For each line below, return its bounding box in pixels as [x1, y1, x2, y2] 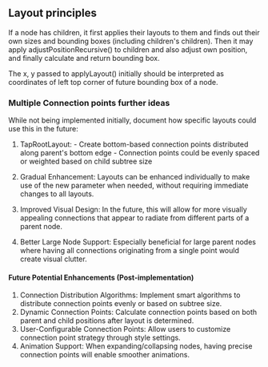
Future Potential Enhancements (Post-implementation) [8, 272, 194, 282]
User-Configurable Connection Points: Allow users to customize [19, 325, 231, 334]
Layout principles [8, 6, 98, 20]
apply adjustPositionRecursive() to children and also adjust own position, [8, 44, 248, 54]
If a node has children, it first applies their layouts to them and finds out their [8, 27, 260, 37]
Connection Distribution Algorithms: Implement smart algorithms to [19, 290, 241, 300]
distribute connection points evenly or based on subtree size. [19, 299, 222, 309]
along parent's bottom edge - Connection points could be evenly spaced [19, 148, 260, 158]
